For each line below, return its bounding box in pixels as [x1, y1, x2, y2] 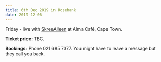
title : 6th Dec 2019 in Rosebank [5, 7, 76, 13]
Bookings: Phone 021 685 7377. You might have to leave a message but [5, 45, 156, 51]
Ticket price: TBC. [5, 36, 45, 42]
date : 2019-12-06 [5, 12, 42, 17]
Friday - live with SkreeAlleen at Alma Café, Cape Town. [5, 26, 122, 32]
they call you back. [5, 51, 45, 57]
